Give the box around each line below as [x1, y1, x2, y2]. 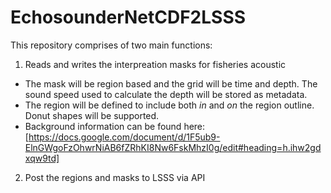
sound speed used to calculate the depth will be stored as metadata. [24, 88, 308, 100]
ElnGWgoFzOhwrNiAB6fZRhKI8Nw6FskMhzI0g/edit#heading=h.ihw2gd [24, 141, 322, 153]
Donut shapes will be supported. [24, 109, 160, 121]
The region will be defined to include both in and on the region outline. [24, 99, 315, 111]
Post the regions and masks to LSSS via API [24, 171, 206, 183]
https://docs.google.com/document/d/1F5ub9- [28, 131, 221, 143]
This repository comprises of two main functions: [10, 39, 213, 51]
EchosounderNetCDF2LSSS [10, 6, 247, 29]
